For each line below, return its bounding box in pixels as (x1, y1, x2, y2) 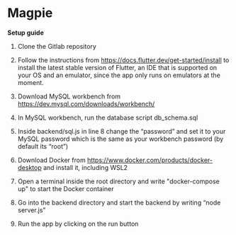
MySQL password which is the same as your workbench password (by (17, 134, 224, 143)
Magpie (7, 5, 53, 21)
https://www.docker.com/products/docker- (87, 156, 213, 164)
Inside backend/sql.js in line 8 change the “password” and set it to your (17, 127, 226, 135)
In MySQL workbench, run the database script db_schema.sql (17, 113, 198, 122)
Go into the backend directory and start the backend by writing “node (17, 198, 221, 207)
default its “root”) (17, 142, 69, 150)
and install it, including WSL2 (43, 163, 128, 171)
